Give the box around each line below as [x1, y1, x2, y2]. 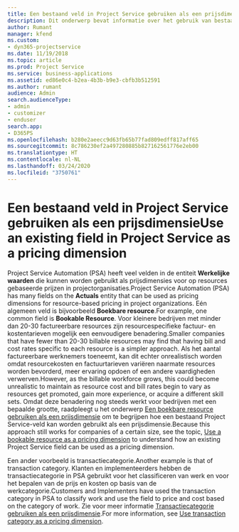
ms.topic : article [7, 57, 62, 64]
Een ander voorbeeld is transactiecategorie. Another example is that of [7, 456, 213, 464]
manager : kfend [7, 30, 53, 38]
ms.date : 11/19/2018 [7, 50, 69, 58]
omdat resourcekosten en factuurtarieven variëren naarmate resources [7, 359, 216, 368]
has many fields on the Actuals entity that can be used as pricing [7, 291, 199, 299]
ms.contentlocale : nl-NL [7, 156, 81, 164]
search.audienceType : [7, 97, 72, 104]
